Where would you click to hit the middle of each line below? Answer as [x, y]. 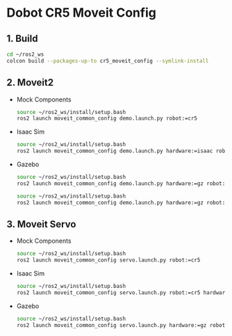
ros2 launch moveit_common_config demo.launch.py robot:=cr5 [107, 119]
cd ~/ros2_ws [25, 54]
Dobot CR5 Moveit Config [82, 13]
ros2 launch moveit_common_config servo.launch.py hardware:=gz [111, 325]
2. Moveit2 [30, 82]
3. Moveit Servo [41, 224]
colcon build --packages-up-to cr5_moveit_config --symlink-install [108, 61]
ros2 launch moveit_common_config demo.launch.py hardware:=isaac [115, 151]
